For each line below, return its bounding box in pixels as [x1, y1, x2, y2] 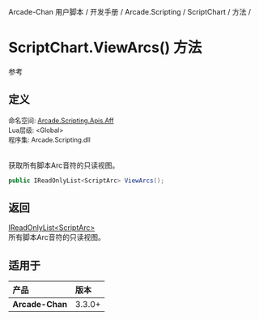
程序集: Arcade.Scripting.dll [8, 135, 91, 144]
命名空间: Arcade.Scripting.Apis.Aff [8, 116, 114, 125]
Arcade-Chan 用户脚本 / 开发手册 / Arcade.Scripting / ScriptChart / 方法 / [8, 7, 252, 16]
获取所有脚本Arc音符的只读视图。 [8, 160, 120, 170]
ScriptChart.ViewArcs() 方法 [8, 39, 202, 57]
